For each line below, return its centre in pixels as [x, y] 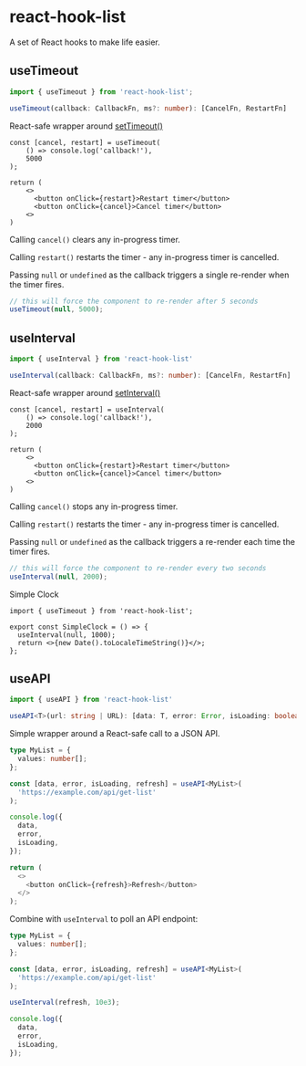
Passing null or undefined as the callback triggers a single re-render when [149, 275]
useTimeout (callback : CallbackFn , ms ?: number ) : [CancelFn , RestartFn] [148, 108]
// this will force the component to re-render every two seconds [138, 568]
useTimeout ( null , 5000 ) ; [56, 309]
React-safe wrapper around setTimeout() [87, 126]
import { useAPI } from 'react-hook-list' [91, 700]
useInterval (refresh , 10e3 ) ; [65, 1003]
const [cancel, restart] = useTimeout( [85, 142]
